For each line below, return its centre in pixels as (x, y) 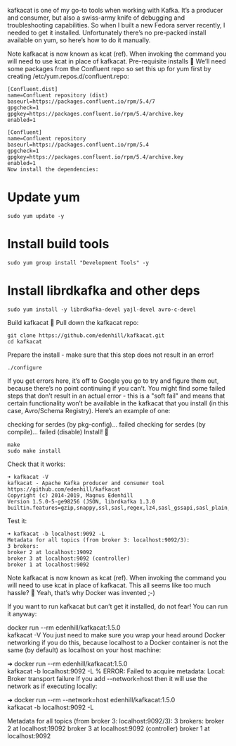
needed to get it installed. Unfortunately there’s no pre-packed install (107, 32)
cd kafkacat (25, 341)
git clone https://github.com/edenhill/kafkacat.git (86, 335)
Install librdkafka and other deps (104, 291)
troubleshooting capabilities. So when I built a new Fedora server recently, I (116, 25)
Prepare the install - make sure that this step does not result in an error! (111, 355)
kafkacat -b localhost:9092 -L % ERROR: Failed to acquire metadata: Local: (116, 671)
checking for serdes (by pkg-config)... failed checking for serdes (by (106, 424)
